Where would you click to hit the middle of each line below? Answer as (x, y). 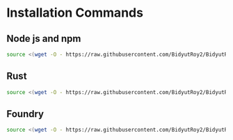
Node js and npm (44, 39)
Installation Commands (75, 13)
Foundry (25, 114)
